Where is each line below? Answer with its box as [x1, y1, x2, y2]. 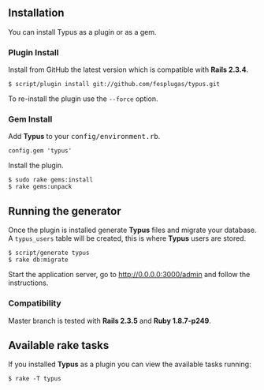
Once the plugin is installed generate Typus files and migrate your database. [8, 225, 257, 235]
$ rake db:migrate [8, 256, 69, 264]
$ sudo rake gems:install [8, 176, 93, 184]
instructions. [8, 278, 49, 287]
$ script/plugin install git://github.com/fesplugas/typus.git [8, 81, 221, 88]
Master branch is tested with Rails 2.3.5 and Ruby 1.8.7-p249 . [8, 316, 211, 325]
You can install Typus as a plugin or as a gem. [8, 27, 157, 36]
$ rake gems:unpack [8, 183, 73, 191]
